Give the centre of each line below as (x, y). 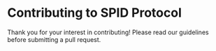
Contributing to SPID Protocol (94, 13)
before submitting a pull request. (54, 39)
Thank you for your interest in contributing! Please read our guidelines (108, 32)
